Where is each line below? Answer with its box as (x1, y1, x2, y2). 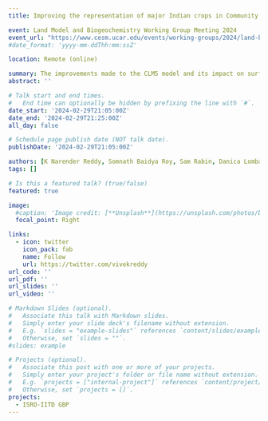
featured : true (8, 187, 59, 195)
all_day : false (8, 121, 59, 129)
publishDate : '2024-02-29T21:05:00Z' (8, 143, 134, 152)
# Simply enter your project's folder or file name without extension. (8, 371, 259, 379)
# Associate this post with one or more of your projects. (8, 363, 216, 371)
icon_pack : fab (22, 245, 73, 253)
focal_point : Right (15, 216, 81, 224)
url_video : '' (8, 290, 56, 298)
